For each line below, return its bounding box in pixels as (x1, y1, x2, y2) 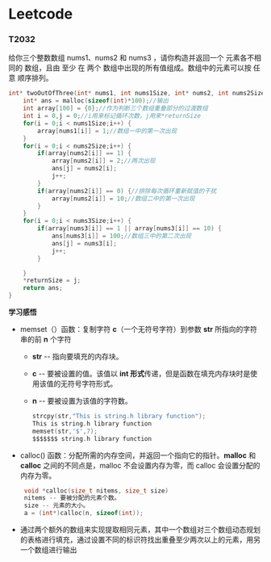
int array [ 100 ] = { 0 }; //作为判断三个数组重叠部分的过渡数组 (23, 104, 208, 113)
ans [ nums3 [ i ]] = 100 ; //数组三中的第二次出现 (51, 232, 192, 241)
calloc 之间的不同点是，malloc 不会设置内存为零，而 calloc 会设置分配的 (19, 460, 261, 470)
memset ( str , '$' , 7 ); (31, 427, 98, 435)
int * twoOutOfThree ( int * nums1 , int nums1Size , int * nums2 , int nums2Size (8, 90, 265, 98)
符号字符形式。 (67, 379, 118, 388)
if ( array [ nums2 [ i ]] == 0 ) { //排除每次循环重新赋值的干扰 (37, 187, 217, 195)
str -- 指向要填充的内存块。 (31, 352, 123, 362)
